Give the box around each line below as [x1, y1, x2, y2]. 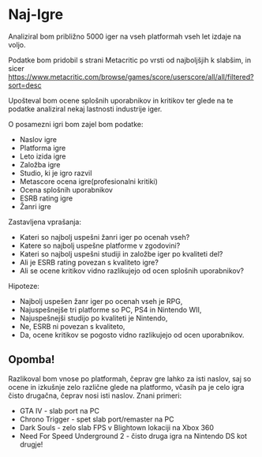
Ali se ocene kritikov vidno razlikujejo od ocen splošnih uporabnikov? [19, 266, 245, 275]
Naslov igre [19, 134, 58, 144]
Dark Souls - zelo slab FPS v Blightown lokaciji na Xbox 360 [19, 422, 215, 432]
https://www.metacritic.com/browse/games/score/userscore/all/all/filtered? [8, 72, 254, 81]
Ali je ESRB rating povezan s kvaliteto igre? [19, 257, 159, 267]
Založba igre [19, 159, 61, 169]
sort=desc [8, 81, 42, 90]
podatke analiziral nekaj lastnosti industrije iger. [8, 104, 163, 114]
